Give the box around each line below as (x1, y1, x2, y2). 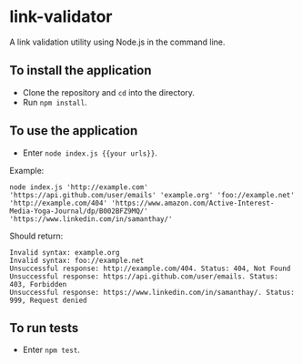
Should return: (9, 230, 64, 241)
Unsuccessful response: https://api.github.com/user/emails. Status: (9, 271, 279, 281)
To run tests (9, 320, 79, 336)
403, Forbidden (9, 279, 67, 288)
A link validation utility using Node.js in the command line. (9, 36, 226, 47)
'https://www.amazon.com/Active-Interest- (110, 198, 275, 207)
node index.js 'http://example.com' (9, 182, 148, 192)
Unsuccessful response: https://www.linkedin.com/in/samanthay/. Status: (9, 288, 296, 297)
